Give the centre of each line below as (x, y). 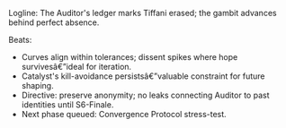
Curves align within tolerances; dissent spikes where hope (130, 57)
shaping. (38, 85)
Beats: (20, 40)
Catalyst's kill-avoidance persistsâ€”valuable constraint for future (143, 76)
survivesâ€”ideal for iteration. (76, 67)
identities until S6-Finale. (67, 105)
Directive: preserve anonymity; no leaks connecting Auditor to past (145, 95)
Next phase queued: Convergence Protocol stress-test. (124, 114)
